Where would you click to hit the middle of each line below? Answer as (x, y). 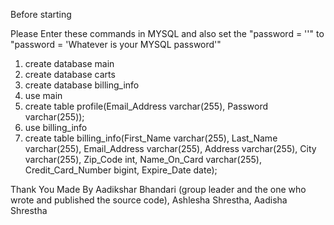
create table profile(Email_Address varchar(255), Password (146, 106)
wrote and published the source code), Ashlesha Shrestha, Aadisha (149, 200)
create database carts (70, 74)
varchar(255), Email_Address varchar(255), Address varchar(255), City (170, 148)
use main (43, 95)
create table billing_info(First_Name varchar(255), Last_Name (151, 138)
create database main (69, 63)
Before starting (41, 14)
